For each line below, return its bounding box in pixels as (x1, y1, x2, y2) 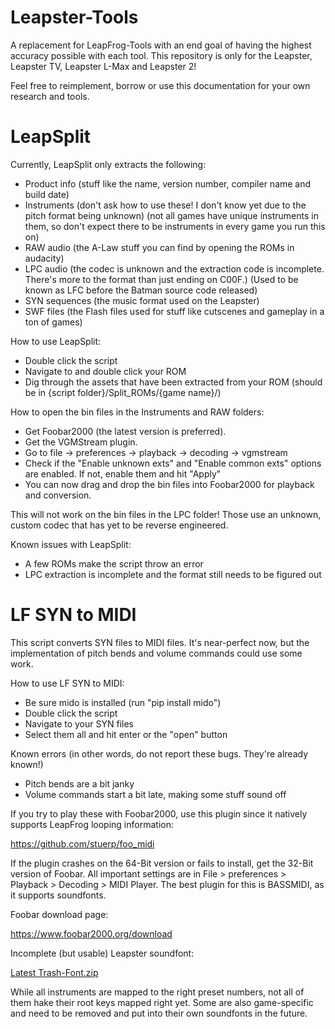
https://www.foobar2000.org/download (10, 927, 173, 940)
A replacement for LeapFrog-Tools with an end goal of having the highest (10, 39, 312, 51)
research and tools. (10, 90, 90, 102)
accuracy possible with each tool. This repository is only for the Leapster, (10, 49, 313, 61)
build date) (24, 188, 70, 200)
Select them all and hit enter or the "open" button (24, 728, 228, 740)
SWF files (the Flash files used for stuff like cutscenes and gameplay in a (24, 305, 325, 317)
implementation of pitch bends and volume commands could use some (10, 647, 303, 659)
